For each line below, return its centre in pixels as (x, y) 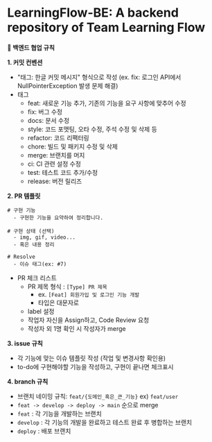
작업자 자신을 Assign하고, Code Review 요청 (88, 320)
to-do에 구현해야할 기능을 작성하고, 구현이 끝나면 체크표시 (95, 366)
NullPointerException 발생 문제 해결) (68, 85)
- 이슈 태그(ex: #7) (40, 264)
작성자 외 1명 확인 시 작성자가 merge (77, 328)
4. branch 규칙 (28, 381)
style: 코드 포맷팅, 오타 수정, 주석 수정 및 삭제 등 (92, 129)
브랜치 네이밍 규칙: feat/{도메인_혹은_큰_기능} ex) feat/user (98, 396)
